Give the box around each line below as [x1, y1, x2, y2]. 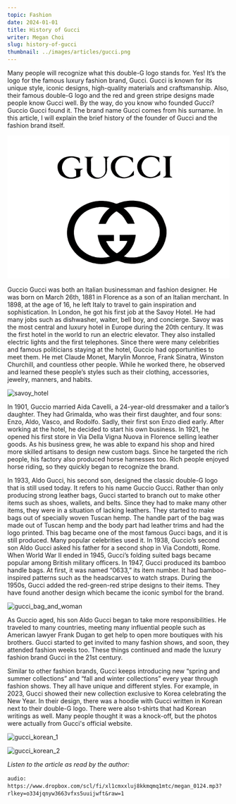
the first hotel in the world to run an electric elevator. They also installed [7, 330, 216, 339]
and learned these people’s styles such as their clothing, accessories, [7, 368, 210, 376]
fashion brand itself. [7, 121, 66, 130]
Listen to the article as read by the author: [7, 760, 130, 769]
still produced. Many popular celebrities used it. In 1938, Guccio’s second [7, 536, 220, 545]
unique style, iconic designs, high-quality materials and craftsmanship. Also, [7, 84, 229, 92]
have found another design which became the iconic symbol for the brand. [7, 588, 224, 597]
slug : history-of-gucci [7, 41, 77, 49]
